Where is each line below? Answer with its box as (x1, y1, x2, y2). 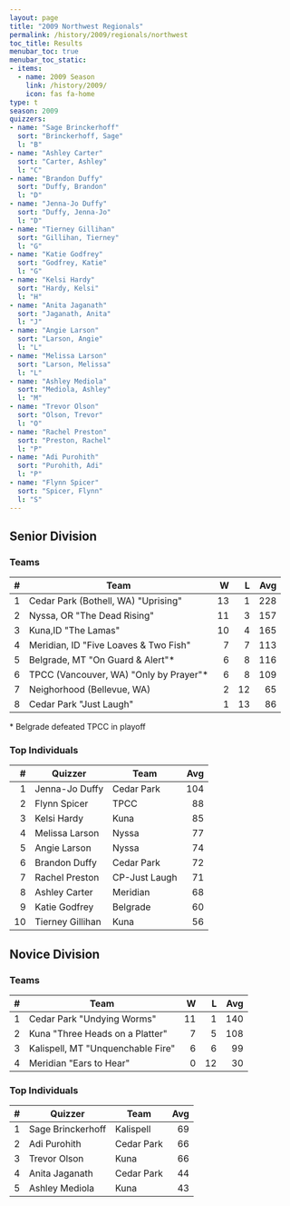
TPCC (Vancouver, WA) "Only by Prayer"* (28, 669, 208, 682)
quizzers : (9, 115, 47, 124)
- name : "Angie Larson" (9, 326, 100, 335)
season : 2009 (9, 106, 59, 115)
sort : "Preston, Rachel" (17, 435, 111, 445)
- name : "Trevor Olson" (9, 402, 100, 412)
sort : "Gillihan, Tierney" (17, 233, 120, 242)
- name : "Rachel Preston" (9, 427, 107, 436)
